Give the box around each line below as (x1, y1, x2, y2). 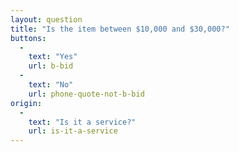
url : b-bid (28, 61, 74, 71)
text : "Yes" (28, 52, 78, 62)
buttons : (10, 33, 47, 43)
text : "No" (28, 80, 74, 90)
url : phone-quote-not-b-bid (28, 89, 145, 99)
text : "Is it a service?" (28, 117, 137, 127)
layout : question (10, 14, 83, 25)
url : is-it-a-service (28, 126, 118, 136)
